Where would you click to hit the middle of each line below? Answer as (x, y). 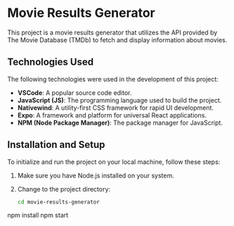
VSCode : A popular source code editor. (74, 92)
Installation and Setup (56, 145)
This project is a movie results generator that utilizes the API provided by (112, 32)
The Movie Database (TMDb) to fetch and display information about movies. (117, 39)
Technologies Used (50, 62)
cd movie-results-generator (58, 202)
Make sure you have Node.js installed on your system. (96, 175)
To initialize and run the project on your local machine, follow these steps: (114, 162)
